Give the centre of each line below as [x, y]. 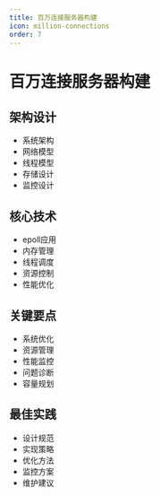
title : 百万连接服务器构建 [54, 17]
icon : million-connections [59, 26]
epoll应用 [39, 239]
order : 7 [25, 34]
